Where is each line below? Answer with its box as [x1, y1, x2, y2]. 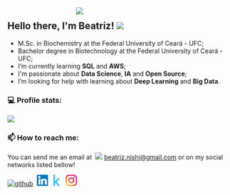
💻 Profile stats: [7, 95, 62, 105]
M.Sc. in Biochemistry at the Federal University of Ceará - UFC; [17, 39, 204, 47]
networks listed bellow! [7, 160, 75, 169]
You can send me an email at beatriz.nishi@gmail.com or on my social [7, 153, 224, 161]
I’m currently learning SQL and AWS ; [17, 61, 126, 70]
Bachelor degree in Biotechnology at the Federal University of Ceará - [17, 46, 223, 55]
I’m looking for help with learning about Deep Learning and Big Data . [17, 76, 221, 85]
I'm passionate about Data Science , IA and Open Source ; [17, 69, 187, 78]
